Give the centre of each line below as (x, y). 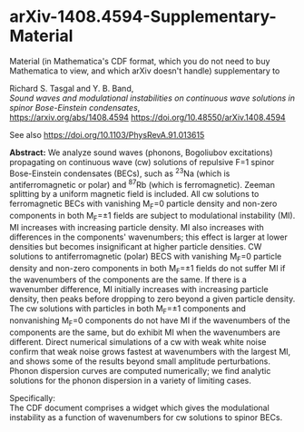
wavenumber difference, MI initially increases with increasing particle (139, 290)
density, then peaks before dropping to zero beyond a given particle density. (152, 299)
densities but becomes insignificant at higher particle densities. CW (136, 246)
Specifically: (33, 398)
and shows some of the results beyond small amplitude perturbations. (140, 361)
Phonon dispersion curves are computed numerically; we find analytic (140, 371)
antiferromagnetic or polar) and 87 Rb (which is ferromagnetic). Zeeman (142, 183)
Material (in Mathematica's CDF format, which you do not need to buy (140, 61)
